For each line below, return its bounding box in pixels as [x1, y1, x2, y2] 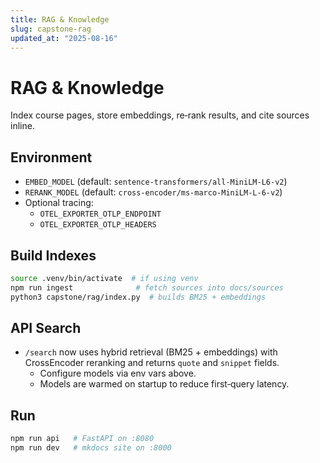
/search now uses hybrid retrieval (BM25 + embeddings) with [24, 346, 278, 358]
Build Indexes [10, 247, 97, 264]
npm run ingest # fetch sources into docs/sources [10, 282, 284, 293]
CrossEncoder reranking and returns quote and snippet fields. [24, 357, 280, 369]
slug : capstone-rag [10, 24, 92, 34]
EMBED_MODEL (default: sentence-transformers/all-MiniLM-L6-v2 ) [24, 176, 288, 188]
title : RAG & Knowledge [10, 14, 110, 25]
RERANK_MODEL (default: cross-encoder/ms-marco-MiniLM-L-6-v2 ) [24, 186, 283, 198]
